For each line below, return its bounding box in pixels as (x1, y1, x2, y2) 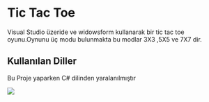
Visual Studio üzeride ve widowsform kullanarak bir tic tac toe (7, 28, 185, 36)
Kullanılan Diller (7, 56, 77, 67)
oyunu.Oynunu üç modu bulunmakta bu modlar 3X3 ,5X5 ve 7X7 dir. (7, 35, 202, 43)
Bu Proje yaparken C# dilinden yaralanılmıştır (7, 74, 137, 82)
